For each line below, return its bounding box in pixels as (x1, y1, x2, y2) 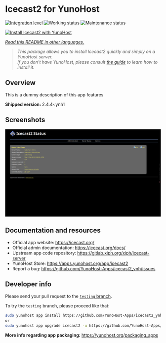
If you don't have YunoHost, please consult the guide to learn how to (17, 59, 158, 65)
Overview (5, 79, 36, 87)
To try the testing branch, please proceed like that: (5, 302, 110, 308)
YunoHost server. (17, 53, 53, 60)
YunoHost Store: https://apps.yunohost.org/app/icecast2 (12, 260, 128, 266)
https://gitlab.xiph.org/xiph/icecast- (77, 250, 150, 256)
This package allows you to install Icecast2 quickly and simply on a (17, 48, 156, 54)
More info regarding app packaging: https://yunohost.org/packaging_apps (5, 332, 159, 338)
